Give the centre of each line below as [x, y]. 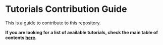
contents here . [21, 38]
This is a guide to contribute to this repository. [53, 23]
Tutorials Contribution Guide [66, 9]
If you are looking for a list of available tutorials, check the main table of [82, 32]
